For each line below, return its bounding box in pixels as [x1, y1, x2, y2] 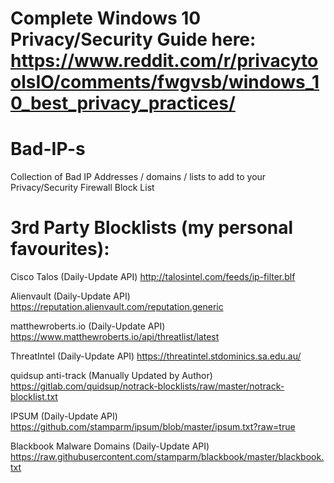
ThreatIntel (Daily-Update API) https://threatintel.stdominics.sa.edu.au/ [10, 350, 302, 362]
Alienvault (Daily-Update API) [10, 290, 131, 302]
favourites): [10, 238, 110, 261]
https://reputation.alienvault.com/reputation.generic [10, 301, 224, 313]
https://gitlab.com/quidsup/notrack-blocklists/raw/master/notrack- [10, 380, 285, 392]
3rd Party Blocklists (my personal [10, 217, 294, 239]
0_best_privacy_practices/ [10, 92, 236, 115]
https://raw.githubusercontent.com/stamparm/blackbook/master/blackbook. [10, 451, 325, 463]
